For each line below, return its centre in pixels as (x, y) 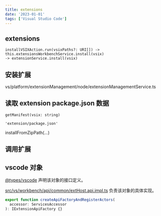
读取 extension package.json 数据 (57, 103)
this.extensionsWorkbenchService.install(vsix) (55, 54)
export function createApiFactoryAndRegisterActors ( (60, 200)
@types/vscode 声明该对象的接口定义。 (45, 180)
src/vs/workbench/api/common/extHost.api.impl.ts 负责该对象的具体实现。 (81, 191)
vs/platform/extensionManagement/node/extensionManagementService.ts (80, 87)
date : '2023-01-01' (25, 14)
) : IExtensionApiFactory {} (34, 209)
